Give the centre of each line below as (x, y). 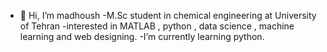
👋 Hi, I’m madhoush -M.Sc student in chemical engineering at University (168, 15)
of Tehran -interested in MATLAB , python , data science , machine (157, 26)
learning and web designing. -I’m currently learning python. (142, 36)
